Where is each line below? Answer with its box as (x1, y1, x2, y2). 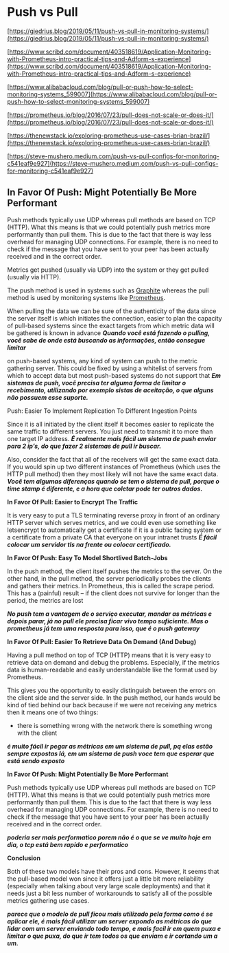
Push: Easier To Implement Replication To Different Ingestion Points (7, 407, 197, 415)
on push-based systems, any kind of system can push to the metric (7, 356, 197, 365)
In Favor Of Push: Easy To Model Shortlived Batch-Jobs (7, 553, 168, 561)
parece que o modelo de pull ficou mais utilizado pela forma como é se (7, 910, 213, 918)
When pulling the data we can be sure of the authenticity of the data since (7, 307, 217, 315)
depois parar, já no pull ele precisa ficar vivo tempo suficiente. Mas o (7, 617, 209, 625)
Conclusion (7, 854, 41, 862)
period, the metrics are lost (7, 596, 84, 604)
